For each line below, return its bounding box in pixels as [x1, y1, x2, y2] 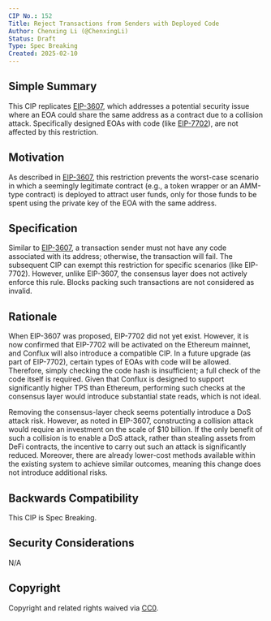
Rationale [8, 309, 58, 323]
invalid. [8, 286, 32, 296]
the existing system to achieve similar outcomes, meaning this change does [8, 459, 261, 469]
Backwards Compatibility [8, 491, 140, 505]
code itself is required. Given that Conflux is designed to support [8, 374, 225, 384]
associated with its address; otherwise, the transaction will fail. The [8, 252, 233, 261]
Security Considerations [8, 537, 135, 550]
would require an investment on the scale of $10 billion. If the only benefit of [8, 425, 263, 434]
